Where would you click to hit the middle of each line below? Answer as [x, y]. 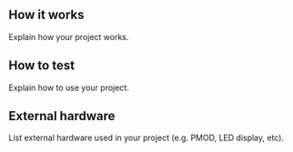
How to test [41, 66]
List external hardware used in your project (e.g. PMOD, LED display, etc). [146, 138]
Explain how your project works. [69, 36]
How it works [46, 15]
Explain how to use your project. [69, 87]
